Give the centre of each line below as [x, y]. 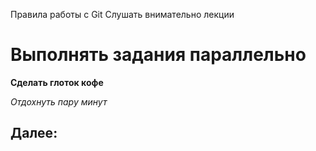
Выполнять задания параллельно [158, 55]
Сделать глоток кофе [57, 82]
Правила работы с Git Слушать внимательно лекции [122, 14]
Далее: [34, 133]
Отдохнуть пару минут [59, 101]
